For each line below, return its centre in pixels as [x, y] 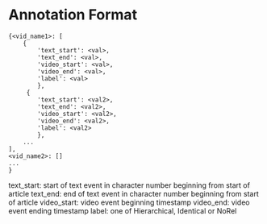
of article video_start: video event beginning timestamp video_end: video [129, 202]
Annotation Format [73, 15]
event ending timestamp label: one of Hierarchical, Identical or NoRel [123, 210]
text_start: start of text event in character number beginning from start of [129, 185]
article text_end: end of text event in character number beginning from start [134, 193]
